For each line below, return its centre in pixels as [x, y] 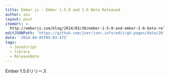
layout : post [19, 19]
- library [20, 51]
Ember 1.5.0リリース [26, 71]
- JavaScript [23, 47]
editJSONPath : [20, 33]
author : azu [18, 14]
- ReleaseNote [24, 56]
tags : [11, 42]
